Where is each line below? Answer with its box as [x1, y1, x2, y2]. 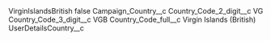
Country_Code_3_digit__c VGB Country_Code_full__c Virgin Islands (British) [8, 14, 256, 24]
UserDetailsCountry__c [8, 23, 85, 33]
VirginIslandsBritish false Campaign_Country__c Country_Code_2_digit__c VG [8, 6, 264, 15]
